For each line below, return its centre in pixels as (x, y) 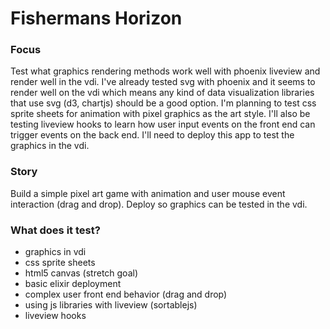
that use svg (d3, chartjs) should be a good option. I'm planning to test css (163, 103)
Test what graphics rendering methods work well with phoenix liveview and (165, 71)
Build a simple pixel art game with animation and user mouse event (148, 193)
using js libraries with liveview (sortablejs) (111, 305)
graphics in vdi (55, 252)
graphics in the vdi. (50, 146)
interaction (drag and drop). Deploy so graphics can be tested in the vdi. (159, 204)
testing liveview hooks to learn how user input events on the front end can (163, 124)
